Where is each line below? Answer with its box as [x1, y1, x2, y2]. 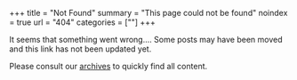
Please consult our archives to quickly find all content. [9, 61, 208, 71]
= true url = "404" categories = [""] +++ [9, 17, 156, 28]
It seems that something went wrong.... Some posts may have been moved [9, 35, 283, 44]
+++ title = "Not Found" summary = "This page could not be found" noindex [9, 8, 288, 18]
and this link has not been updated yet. [9, 44, 152, 54]
